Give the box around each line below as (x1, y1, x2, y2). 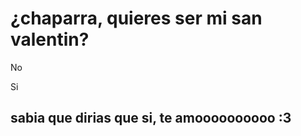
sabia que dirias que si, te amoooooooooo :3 (10, 110, 292, 127)
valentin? (10, 28, 90, 51)
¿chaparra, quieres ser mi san (10, 7, 263, 30)
